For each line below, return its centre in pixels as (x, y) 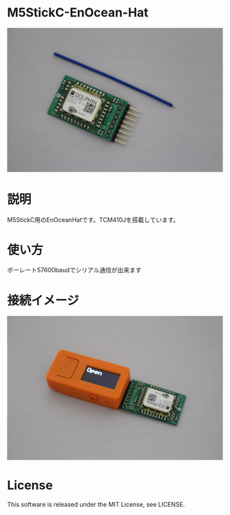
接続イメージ (43, 300)
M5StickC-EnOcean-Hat (78, 13)
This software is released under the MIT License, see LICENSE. (96, 505)
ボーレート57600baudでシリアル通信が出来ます (74, 270)
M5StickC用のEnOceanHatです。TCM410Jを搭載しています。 (93, 219)
